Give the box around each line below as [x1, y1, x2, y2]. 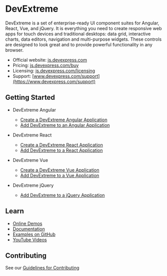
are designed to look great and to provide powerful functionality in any [5, 41, 153, 47]
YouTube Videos [12, 236, 47, 242]
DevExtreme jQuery [12, 182, 54, 188]
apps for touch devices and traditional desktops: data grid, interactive [5, 31, 151, 37]
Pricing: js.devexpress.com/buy [12, 62, 79, 68]
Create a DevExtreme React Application [20, 142, 103, 148]
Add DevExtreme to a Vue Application [20, 172, 99, 178]
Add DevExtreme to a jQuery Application [20, 192, 105, 198]
